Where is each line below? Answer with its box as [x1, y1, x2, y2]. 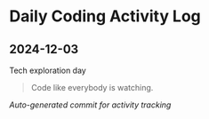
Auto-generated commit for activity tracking [9, 99, 172, 110]
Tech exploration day [9, 65, 86, 75]
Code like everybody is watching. [30, 83, 154, 92]
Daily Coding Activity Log [9, 6, 202, 27]
